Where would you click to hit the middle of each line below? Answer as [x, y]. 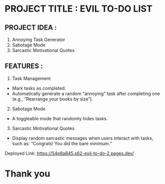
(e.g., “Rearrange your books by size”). [52, 99]
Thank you [27, 174]
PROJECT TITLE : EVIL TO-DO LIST [78, 9]
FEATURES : [24, 66]
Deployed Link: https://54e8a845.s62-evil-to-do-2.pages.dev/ [69, 153]
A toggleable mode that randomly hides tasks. [60, 118]
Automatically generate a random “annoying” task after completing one [86, 94]
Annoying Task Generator [39, 39]
